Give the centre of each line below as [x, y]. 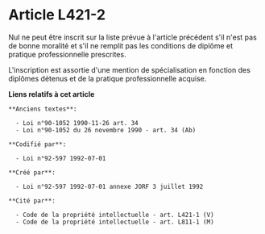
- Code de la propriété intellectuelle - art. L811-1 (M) [115, 222]
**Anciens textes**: [43, 109]
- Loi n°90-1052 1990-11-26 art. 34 [77, 123]
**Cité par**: [32, 201]
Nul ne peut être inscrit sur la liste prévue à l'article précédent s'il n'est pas [133, 37]
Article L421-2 [57, 15]
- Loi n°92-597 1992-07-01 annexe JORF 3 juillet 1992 [110, 186]
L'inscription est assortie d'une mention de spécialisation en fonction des [130, 69]
